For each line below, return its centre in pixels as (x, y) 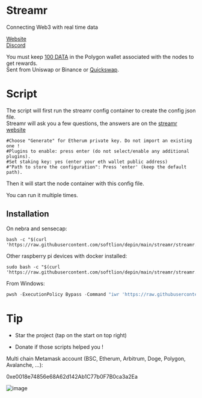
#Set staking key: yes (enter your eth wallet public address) (87, 162)
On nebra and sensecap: (37, 228)
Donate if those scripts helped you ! (59, 347)
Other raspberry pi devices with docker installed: (67, 256)
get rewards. (22, 63)
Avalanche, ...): (25, 365)
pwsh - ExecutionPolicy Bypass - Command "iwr (63, 294)
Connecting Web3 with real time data (52, 27)
